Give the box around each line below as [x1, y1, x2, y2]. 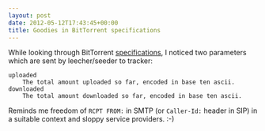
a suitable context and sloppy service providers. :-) [8, 114, 175, 124]
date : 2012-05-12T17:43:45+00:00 [8, 19, 119, 27]
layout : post [8, 11, 51, 20]
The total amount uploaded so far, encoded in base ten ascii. [22, 78, 236, 87]
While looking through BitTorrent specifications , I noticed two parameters [8, 48, 247, 58]
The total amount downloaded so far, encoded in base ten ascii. [22, 92, 243, 100]
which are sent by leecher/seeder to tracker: [8, 56, 153, 65]
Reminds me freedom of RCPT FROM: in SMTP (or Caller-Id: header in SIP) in [8, 106, 258, 115]
